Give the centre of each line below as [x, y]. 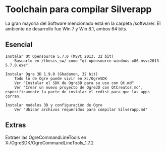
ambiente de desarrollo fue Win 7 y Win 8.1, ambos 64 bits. [66, 28]
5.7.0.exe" [17, 65]
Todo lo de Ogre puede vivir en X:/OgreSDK [61, 79]
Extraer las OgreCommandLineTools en [46, 137]
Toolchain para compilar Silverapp [78, 9]
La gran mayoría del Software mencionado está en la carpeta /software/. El [83, 23]
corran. [13, 96]
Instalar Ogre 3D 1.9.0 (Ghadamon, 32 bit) [52, 74]
